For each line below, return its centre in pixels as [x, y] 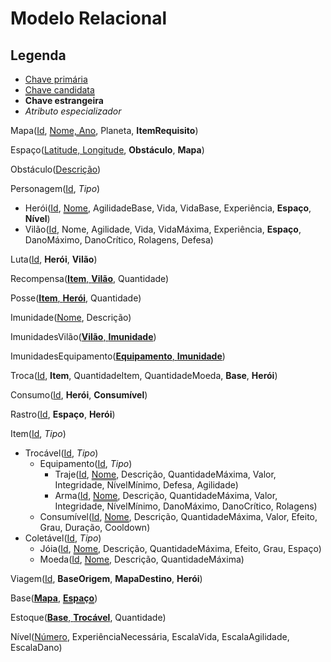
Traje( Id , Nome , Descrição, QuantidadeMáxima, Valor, [165, 474]
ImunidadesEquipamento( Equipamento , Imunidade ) [118, 356]
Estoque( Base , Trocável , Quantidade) [88, 617]
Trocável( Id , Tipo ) [61, 453]
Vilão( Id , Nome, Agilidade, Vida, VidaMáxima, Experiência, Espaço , [163, 229]
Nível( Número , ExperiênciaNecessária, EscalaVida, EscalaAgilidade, [150, 636]
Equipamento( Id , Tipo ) [86, 463]
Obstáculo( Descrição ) [56, 169]
